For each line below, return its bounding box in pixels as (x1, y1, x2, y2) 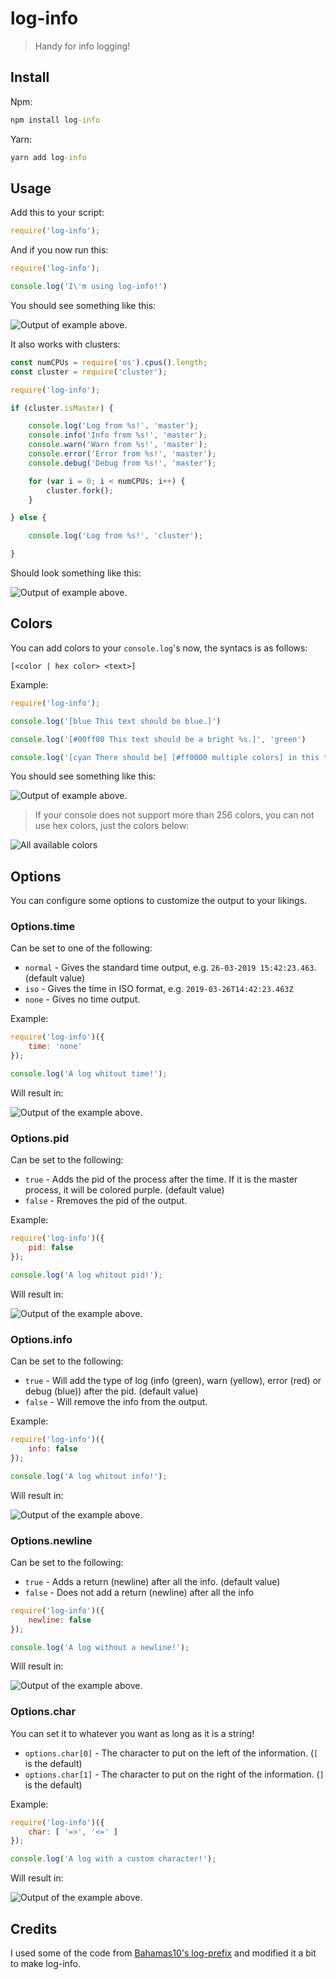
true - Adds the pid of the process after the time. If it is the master (24, 1173, 298, 1186)
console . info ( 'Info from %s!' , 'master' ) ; (28, 430, 208, 441)
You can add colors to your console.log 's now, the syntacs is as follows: (10, 642, 308, 654)
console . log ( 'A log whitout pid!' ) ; (10, 1270, 163, 1280)
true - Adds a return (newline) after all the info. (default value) (24, 1575, 281, 1587)
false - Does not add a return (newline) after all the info (24, 1586, 255, 1598)
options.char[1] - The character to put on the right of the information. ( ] (24, 1768, 325, 1780)
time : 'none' (28, 1042, 83, 1052)
